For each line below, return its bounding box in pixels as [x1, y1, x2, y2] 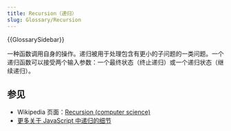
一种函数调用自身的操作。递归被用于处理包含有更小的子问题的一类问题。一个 [7, 49, 224, 58]
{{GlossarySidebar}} [7, 35, 65, 43]
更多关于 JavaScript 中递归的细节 [16, 117, 111, 125]
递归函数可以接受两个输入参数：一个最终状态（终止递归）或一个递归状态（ [7, 58, 218, 66]
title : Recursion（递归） [7, 10, 78, 17]
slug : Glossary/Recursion [7, 16, 81, 23]
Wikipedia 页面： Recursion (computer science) [16, 108, 151, 117]
